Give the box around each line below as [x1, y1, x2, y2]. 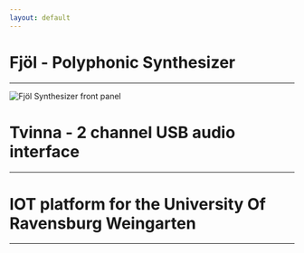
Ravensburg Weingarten [9, 213, 196, 233]
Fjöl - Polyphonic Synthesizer [9, 52, 236, 72]
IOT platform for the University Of [9, 193, 267, 214]
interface [9, 141, 80, 162]
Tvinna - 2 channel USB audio [9, 122, 236, 143]
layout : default [9, 13, 71, 23]
